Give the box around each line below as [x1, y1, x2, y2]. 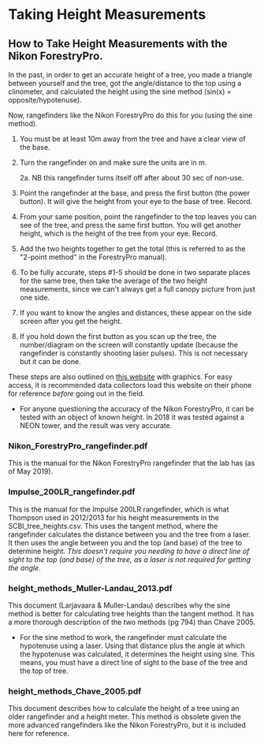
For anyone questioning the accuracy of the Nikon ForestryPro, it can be [19, 404, 255, 413]
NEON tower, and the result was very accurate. [19, 421, 173, 430]
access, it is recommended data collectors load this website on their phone [8, 381, 252, 389]
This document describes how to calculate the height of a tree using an [8, 704, 240, 713]
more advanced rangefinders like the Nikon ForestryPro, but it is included [8, 720, 247, 730]
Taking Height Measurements [8, 6, 206, 24]
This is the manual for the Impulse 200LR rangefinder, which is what [8, 504, 230, 514]
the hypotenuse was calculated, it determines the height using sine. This [19, 649, 255, 659]
